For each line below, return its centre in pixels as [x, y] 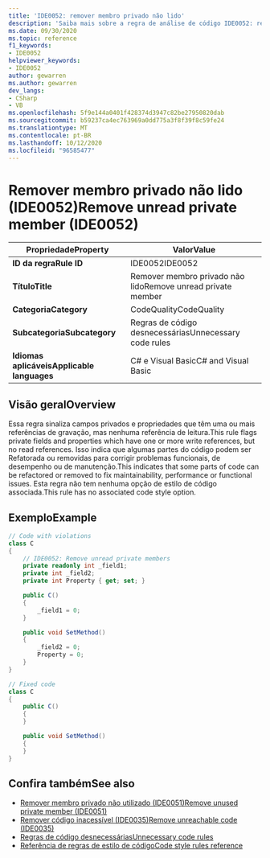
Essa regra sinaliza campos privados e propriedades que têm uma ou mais [132, 424]
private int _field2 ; [59, 573]
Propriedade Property [67, 250]
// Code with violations [50, 536]
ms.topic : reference [43, 38]
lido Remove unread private [181, 286]
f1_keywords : [30, 46]
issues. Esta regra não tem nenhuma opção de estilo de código [112, 484]
